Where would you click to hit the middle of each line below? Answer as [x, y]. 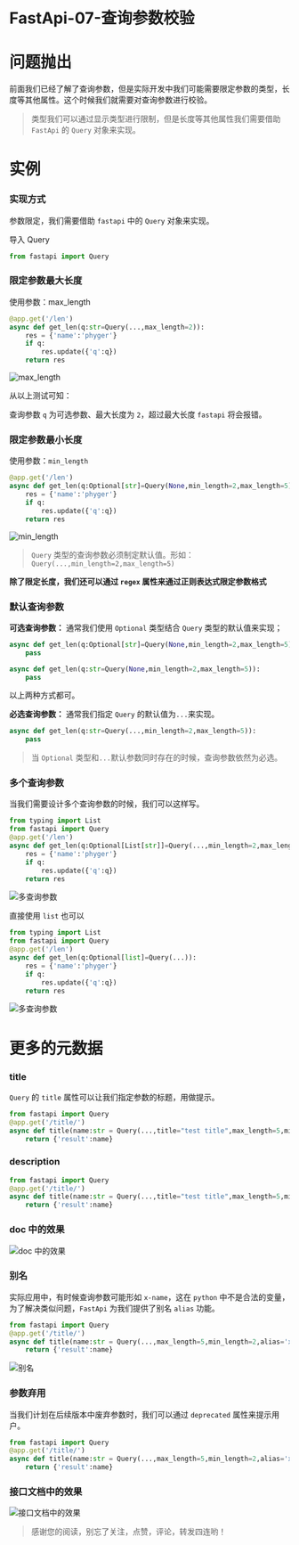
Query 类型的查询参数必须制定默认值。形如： [112, 554]
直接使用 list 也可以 [47, 916]
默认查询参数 [37, 607]
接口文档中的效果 [46, 1492]
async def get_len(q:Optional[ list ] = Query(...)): [103, 958]
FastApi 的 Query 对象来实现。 [85, 130]
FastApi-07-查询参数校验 [102, 18]
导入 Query [30, 239]
